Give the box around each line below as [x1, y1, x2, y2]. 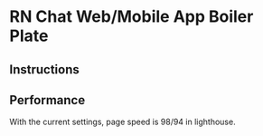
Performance [9, 92, 86, 108]
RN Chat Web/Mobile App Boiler [9, 6, 254, 27]
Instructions [9, 62, 80, 77]
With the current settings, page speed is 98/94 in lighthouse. [9, 116, 237, 128]
